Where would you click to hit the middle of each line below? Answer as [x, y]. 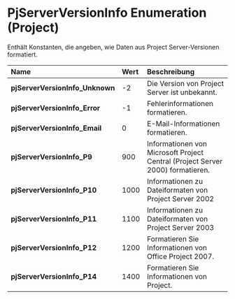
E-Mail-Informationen [183, 124]
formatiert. [23, 54]
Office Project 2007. [180, 256]
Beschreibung [171, 71]
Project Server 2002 [180, 198]
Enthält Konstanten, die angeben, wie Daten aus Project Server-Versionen [113, 47]
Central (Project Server [184, 161]
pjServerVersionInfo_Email [56, 128]
